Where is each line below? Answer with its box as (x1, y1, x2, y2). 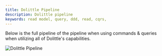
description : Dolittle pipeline (5, 12, 73, 17)
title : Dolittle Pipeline (5, 7, 59, 12)
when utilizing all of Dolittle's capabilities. (5, 35, 91, 41)
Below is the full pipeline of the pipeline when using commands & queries (5, 30, 157, 36)
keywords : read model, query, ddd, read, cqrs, (5, 16, 107, 21)
